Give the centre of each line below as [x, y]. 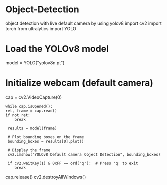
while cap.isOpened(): [29, 106]
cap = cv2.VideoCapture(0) [33, 97]
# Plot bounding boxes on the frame [46, 137]
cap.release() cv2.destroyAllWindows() [46, 177]
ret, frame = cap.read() [31, 111]
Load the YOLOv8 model [57, 49]
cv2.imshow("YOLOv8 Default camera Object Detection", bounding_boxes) [84, 154]
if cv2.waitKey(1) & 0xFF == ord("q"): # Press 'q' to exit [73, 163]
